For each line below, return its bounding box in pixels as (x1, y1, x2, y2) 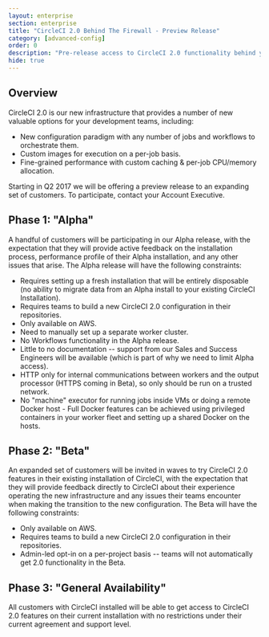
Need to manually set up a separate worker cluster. (19, 327, 189, 337)
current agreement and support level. (8, 619, 132, 629)
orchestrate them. (19, 140, 79, 149)
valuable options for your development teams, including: (8, 116, 195, 125)
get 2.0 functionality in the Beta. (19, 557, 126, 567)
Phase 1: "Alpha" (8, 214, 94, 227)
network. (19, 386, 50, 396)
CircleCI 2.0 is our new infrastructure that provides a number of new (8, 108, 234, 117)
